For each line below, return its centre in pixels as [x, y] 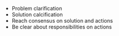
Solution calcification [37, 15]
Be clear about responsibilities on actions [62, 27]
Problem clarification [37, 8]
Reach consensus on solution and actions [62, 21]
